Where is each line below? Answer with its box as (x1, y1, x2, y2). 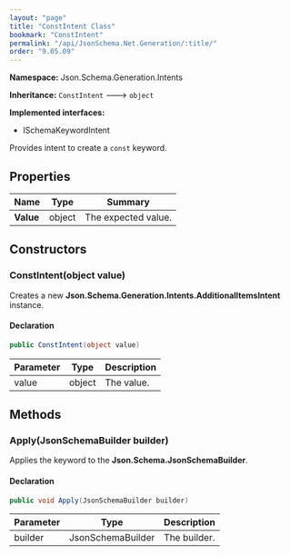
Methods (9, 407, 62, 422)
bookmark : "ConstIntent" (9, 30, 104, 39)
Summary (106, 195, 150, 208)
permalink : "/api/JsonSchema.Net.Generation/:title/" (9, 38, 218, 48)
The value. (104, 376, 150, 389)
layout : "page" (9, 13, 67, 23)
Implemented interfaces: (9, 107, 105, 118)
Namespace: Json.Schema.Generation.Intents (9, 72, 184, 83)
